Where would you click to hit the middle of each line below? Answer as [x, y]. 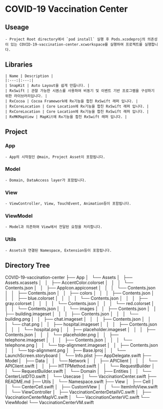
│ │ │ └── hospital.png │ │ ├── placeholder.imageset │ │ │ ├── [80, 329]
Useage [17, 27]
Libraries [19, 65]
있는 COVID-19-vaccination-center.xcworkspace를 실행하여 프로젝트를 [77, 45]
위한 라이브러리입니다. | [26, 96]
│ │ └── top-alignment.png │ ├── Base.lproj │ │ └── [65, 350]
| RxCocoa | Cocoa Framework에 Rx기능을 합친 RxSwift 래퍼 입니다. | [71, 101]
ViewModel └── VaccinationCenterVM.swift [50, 402]
